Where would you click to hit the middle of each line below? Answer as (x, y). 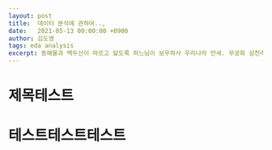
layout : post (30, 16)
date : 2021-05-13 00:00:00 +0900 (68, 31)
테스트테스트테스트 (67, 136)
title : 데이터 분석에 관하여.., (57, 23)
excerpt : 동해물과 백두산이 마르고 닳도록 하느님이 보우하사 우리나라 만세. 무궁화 (127, 53)
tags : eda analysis (41, 46)
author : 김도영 (32, 38)
